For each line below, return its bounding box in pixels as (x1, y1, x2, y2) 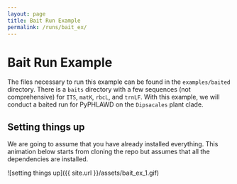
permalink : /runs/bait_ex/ (7, 23, 87, 31)
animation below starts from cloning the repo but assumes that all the (7, 147, 211, 156)
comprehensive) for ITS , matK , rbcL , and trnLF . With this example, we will (7, 93, 220, 102)
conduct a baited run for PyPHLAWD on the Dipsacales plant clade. (7, 100, 204, 109)
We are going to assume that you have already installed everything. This (7, 140, 219, 148)
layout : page (7, 10, 46, 18)
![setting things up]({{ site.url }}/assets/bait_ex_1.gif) (7, 168, 160, 178)
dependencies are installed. (7, 155, 89, 163)
